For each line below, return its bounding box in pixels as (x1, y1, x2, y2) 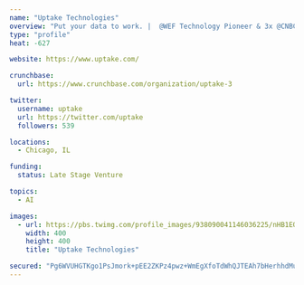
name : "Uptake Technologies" (9, 13, 119, 23)
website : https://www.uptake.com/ (9, 55, 140, 64)
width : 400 (25, 228, 67, 238)
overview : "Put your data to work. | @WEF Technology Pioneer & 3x (9, 22, 273, 31)
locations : (9, 138, 51, 147)
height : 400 (25, 237, 71, 246)
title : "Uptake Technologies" (25, 245, 140, 254)
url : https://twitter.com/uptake (17, 112, 144, 122)
